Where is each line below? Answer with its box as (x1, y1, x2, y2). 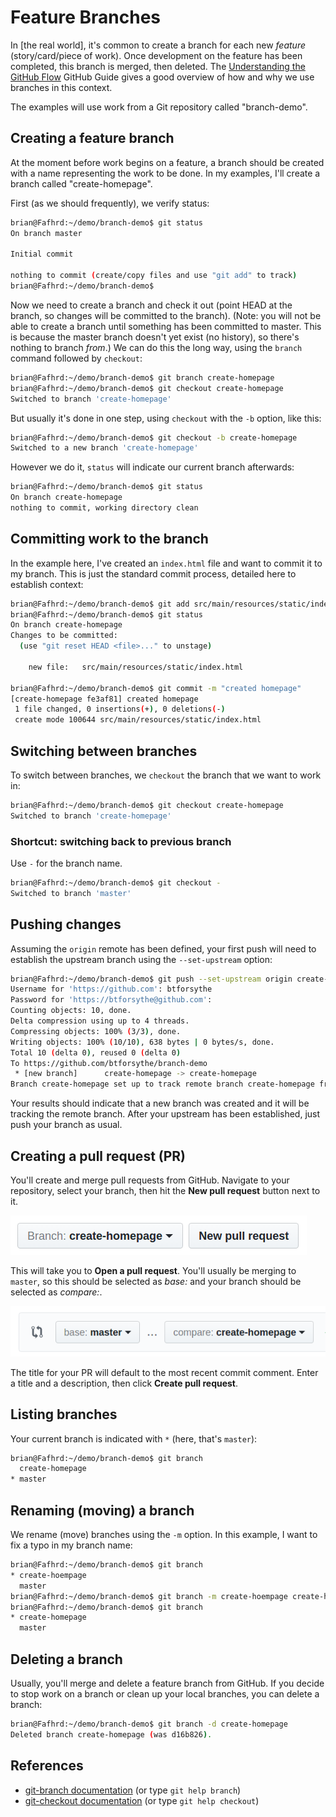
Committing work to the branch (10, 531, 209, 548)
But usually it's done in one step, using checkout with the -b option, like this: (10, 412, 322, 424)
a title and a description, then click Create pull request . (10, 1377, 239, 1389)
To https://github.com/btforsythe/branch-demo (10, 1058, 208, 1068)
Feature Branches (10, 6, 162, 29)
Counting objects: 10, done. (10, 1006, 132, 1016)
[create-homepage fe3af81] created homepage (10, 694, 199, 704)
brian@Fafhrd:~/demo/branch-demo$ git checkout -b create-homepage (10, 432, 298, 443)
